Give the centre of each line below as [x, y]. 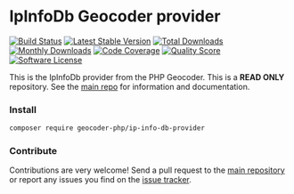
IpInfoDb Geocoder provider [115, 16]
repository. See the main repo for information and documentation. [130, 86]
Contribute [33, 151]
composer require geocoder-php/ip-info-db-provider [107, 128]
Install [23, 109]
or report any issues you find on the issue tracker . [100, 180]
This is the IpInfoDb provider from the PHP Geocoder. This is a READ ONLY [147, 77]
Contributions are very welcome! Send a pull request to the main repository [147, 170]
